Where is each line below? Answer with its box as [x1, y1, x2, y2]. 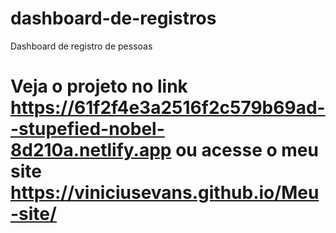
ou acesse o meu [175, 139, 319, 162]
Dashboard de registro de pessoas [10, 40, 153, 52]
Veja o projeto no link [10, 75, 188, 98]
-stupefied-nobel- [10, 118, 165, 141]
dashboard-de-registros [10, 7, 217, 30]
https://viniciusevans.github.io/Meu [10, 182, 320, 204]
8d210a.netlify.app [10, 139, 172, 162]
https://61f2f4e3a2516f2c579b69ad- [10, 97, 326, 119]
